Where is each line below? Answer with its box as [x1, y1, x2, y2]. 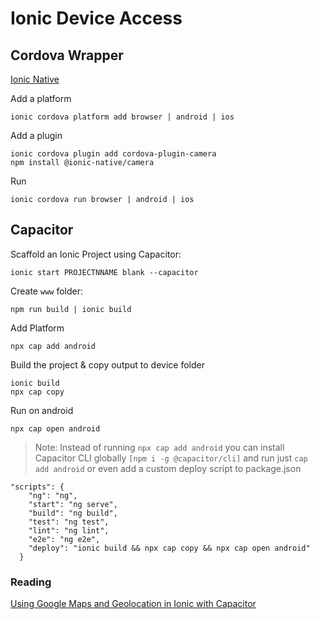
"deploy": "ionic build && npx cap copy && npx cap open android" [28, 543, 311, 553]
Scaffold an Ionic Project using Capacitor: [10, 248, 182, 260]
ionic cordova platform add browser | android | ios [10, 112, 235, 122]
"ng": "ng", [28, 490, 78, 501]
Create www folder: [10, 285, 83, 297]
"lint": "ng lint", [28, 525, 110, 536]
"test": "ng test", [28, 517, 110, 527]
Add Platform [10, 322, 65, 334]
